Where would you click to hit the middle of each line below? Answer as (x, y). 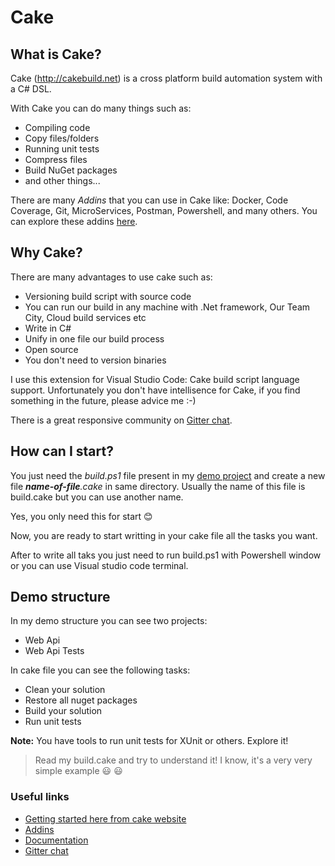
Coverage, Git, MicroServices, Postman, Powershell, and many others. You (164, 210)
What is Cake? (56, 54)
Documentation (56, 840)
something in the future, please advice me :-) (103, 400)
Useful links (40, 797)
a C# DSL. (31, 89)
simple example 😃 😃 (78, 771)
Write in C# (48, 328)
